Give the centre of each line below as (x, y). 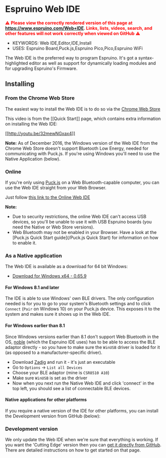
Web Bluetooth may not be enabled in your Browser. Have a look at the (84, 232)
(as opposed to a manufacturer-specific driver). (54, 352)
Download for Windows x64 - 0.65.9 (49, 276)
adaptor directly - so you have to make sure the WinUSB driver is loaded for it (83, 347)
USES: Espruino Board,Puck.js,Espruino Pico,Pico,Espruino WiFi (77, 48)
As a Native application (33, 255)
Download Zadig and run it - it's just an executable (64, 362)
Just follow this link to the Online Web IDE (48, 197)
